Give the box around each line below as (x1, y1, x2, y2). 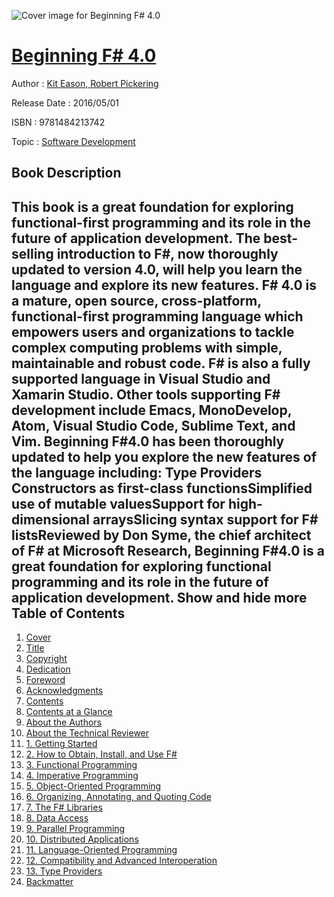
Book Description (11, 165, 122, 182)
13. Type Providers (25, 865, 103, 877)
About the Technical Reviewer (25, 727, 150, 739)
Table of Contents (11, 605, 126, 622)
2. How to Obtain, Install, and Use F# (25, 748, 178, 760)
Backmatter (25, 876, 74, 888)
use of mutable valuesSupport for (11, 495, 226, 512)
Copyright (25, 653, 68, 665)
